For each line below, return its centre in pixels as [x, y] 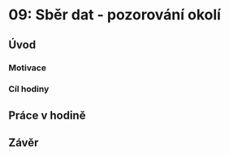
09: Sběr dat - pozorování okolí [115, 15]
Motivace [28, 68]
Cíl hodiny [29, 89]
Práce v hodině [47, 115]
